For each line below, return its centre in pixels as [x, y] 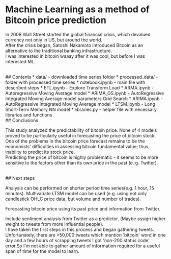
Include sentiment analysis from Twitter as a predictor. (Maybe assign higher [85, 219]
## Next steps [20, 178]
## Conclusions [22, 120]
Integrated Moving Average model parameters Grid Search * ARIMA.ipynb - [84, 99]
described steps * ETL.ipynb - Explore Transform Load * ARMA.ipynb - [80, 87]
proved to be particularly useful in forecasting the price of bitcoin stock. [81, 135]
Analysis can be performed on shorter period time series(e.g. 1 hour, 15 [80, 188]
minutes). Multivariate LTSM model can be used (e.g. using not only [76, 193]
